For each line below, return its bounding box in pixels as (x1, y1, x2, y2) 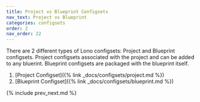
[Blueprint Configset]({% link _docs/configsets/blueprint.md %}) (14, 78, 174, 85)
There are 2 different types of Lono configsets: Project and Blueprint (6, 47, 175, 54)
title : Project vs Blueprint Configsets (6, 8, 109, 15)
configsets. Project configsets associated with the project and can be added (6, 54, 195, 61)
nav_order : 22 (6, 31, 42, 37)
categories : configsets (6, 20, 66, 26)
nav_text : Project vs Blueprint (6, 14, 87, 20)
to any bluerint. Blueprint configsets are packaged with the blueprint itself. (6, 60, 189, 67)
